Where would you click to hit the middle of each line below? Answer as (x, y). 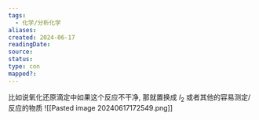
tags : (17, 15)
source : (21, 52)
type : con (24, 67)
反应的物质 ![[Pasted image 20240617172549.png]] (91, 108)
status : (21, 60)
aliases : (22, 30)
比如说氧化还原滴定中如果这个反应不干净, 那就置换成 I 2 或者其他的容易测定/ (129, 98)
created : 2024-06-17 (42, 37)
